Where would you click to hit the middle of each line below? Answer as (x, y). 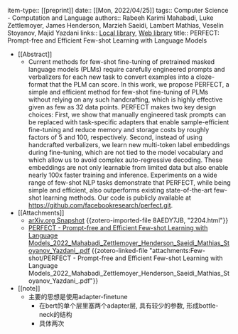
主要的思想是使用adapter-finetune (78, 297)
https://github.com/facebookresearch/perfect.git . (101, 205)
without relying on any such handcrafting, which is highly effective (125, 99)
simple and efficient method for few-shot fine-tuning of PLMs (118, 92)
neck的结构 (55, 314)
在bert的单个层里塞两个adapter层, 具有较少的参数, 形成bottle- (129, 306)
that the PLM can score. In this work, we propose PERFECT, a (139, 84)
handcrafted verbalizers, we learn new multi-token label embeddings (129, 145)
